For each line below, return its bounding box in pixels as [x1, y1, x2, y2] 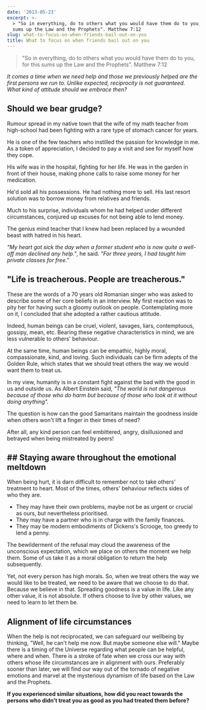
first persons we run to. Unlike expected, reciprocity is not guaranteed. [7, 79, 185, 87]
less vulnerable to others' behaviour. [7, 335, 99, 342]
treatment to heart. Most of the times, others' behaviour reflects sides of [7, 485, 189, 492]
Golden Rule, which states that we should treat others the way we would [7, 360, 189, 367]
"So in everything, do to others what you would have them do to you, [21, 55, 196, 61]
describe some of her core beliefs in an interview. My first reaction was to [7, 297, 193, 304]
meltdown [7, 462, 46, 473]
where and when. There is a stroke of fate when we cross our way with [7, 652, 186, 660]
